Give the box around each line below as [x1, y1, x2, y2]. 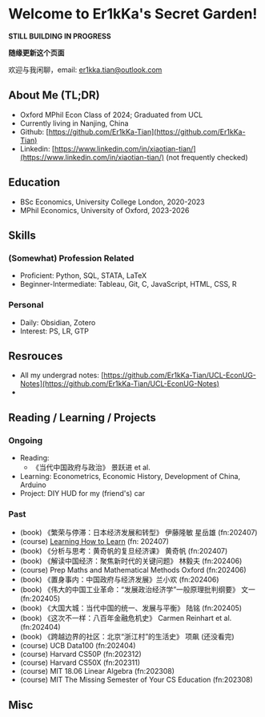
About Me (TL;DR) [8, 89, 100, 103]
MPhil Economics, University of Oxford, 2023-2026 [19, 205, 190, 215]
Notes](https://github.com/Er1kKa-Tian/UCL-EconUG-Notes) [19, 379, 220, 389]
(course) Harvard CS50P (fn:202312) [19, 650, 142, 659]
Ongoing [8, 434, 43, 445]
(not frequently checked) [166, 152, 248, 162]
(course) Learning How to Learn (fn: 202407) [19, 537, 170, 546]
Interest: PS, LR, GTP [19, 326, 90, 336]
